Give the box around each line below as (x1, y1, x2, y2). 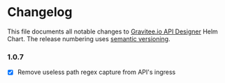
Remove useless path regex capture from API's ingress (17, 68, 176, 77)
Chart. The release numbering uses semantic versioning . (7, 34, 170, 43)
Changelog (7, 4, 73, 20)
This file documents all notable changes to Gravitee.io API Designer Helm (7, 27, 218, 36)
